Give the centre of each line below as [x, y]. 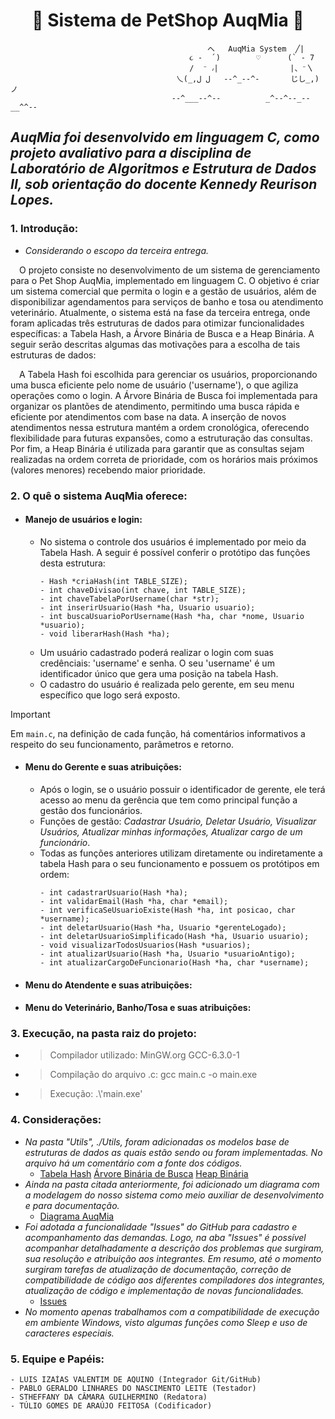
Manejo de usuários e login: [83, 520]
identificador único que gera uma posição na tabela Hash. [159, 673]
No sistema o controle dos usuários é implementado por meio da [173, 541]
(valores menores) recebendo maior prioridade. [108, 470]
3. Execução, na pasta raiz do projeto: [103, 1034]
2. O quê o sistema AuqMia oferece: [99, 496]
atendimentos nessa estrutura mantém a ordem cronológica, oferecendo [160, 427]
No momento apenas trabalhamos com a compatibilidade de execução [172, 1311]
